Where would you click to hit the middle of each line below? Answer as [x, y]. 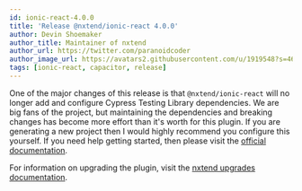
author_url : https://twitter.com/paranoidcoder [100, 51]
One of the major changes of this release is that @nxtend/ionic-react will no [150, 93]
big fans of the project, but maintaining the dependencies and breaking [141, 112]
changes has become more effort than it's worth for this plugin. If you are [145, 121]
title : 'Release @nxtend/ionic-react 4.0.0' [94, 26]
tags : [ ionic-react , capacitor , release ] [88, 68]
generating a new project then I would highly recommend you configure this [150, 131]
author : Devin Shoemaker [56, 34]
